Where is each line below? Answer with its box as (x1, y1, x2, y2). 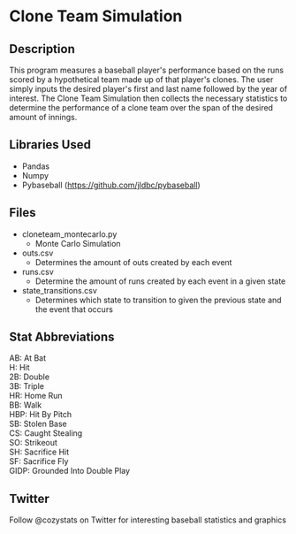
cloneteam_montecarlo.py (21, 228, 118, 240)
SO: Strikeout (9, 438, 57, 448)
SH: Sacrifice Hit (9, 446, 70, 457)
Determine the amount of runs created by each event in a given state (34, 276, 286, 286)
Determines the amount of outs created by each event (34, 256, 232, 267)
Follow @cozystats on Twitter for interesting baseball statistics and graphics (9, 515, 287, 525)
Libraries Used (9, 137, 91, 152)
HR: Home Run (9, 391, 64, 401)
